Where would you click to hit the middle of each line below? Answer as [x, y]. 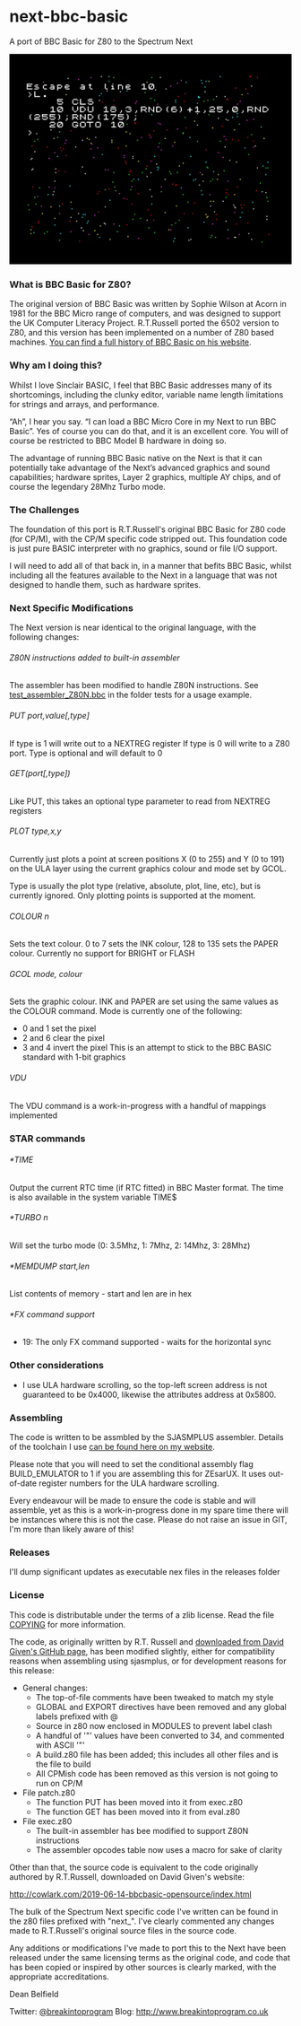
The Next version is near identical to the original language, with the [133, 628]
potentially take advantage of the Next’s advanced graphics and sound [140, 467]
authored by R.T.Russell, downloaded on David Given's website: [127, 1876]
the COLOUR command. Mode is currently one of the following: [126, 1011]
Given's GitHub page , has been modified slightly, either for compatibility [142, 1651]
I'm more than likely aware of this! [72, 1529]
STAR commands [47, 1139]
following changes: [44, 637]
